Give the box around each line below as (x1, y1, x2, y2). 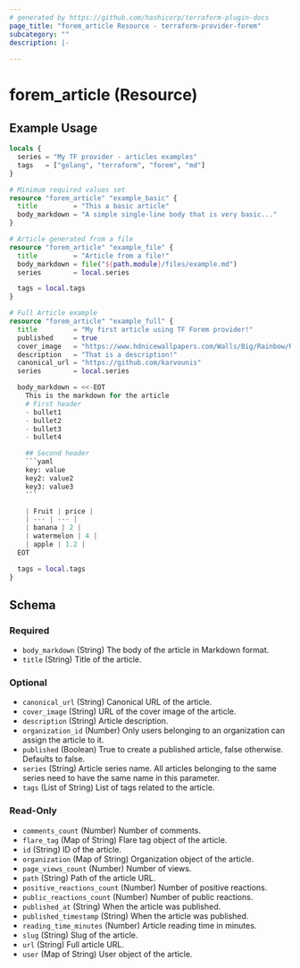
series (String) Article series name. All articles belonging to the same (21, 763, 277, 774)
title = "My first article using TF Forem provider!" (17, 325, 254, 334)
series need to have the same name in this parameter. (21, 773, 221, 784)
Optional (9, 676, 47, 689)
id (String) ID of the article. (21, 844, 122, 854)
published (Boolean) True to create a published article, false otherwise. (21, 744, 284, 755)
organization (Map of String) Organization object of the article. (21, 853, 254, 864)
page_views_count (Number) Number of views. (21, 862, 192, 873)
